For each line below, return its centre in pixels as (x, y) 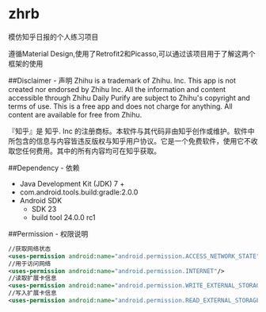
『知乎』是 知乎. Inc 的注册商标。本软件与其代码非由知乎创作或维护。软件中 (131, 131)
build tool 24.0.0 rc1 (64, 217)
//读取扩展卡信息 (32, 279)
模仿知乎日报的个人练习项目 (53, 37)
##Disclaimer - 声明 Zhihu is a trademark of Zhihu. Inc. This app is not (122, 80)
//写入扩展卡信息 (32, 293)
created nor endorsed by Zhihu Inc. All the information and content (117, 89)
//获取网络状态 (30, 248)
